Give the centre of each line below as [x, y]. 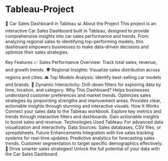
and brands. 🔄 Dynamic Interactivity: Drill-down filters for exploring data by [83, 85]
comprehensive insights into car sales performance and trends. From [77, 36]
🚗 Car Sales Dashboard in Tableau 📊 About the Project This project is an [81, 23]
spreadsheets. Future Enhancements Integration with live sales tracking [79, 132]
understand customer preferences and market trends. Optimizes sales [78, 95]
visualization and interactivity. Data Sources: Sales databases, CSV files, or [83, 127]
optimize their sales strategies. [37, 52]
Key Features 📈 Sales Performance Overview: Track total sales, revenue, [81, 62]
